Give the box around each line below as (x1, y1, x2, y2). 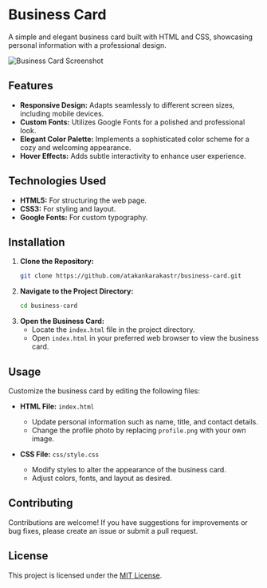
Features (8, 79, 53, 93)
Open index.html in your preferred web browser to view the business (31, 333, 259, 343)
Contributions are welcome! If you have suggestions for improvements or (8, 517, 249, 527)
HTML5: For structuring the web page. (19, 195, 147, 205)
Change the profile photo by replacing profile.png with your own (31, 425, 246, 435)
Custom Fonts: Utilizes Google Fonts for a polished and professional (19, 117, 245, 127)
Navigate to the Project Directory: (19, 286, 134, 296)
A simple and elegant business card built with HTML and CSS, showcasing (8, 32, 253, 41)
